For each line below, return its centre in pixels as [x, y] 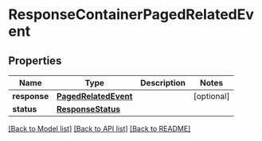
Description [163, 83]
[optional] [211, 96]
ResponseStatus [88, 109]
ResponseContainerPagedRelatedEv [131, 15]
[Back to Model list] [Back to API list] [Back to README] [100, 129]
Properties [35, 61]
